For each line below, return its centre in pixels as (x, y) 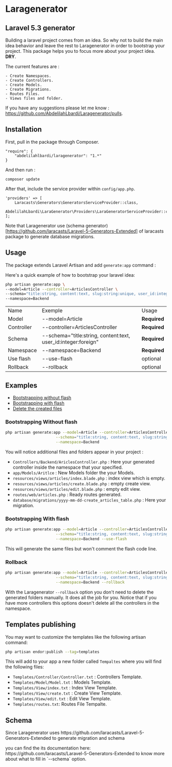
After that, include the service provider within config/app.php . (70, 188)
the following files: (25, 667)
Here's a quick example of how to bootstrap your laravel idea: (70, 275)
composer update (23, 179)
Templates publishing (40, 625)
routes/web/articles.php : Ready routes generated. (67, 494)
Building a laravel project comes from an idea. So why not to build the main (84, 40)
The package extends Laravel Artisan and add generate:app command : (81, 265)
